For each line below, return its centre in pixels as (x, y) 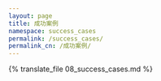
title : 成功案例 (33, 23)
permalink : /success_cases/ (56, 38)
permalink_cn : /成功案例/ (50, 46)
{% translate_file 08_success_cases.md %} (80, 69)
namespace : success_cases (52, 31)
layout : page (30, 16)
